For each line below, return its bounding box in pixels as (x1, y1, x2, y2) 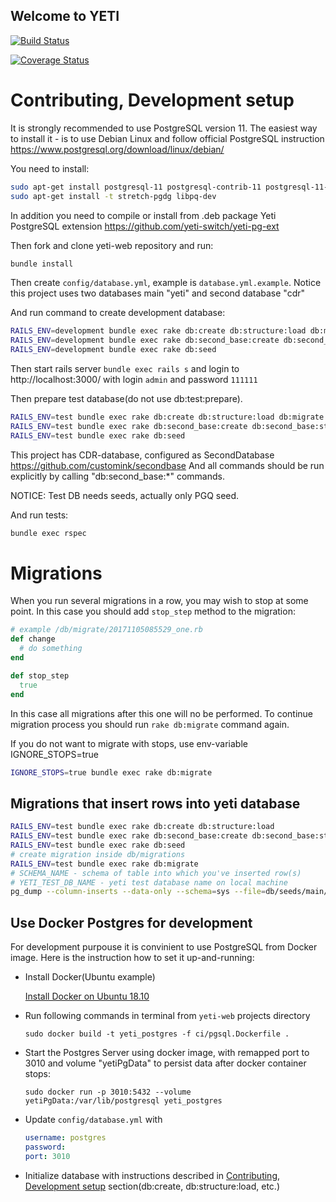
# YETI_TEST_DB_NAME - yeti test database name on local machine (10, 877, 288, 888)
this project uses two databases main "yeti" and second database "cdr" (10, 287, 306, 299)
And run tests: (10, 509, 69, 521)
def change (10, 634, 56, 644)
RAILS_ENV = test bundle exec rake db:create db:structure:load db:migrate (10, 412, 325, 422)
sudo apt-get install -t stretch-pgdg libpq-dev (10, 191, 217, 201)
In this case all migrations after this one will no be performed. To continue (10, 707, 313, 719)
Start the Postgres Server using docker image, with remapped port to (24, 1047, 310, 1059)
